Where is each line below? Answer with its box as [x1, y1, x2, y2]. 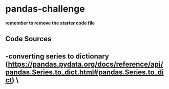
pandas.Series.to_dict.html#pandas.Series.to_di [5, 68, 164, 76]
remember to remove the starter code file [5, 20, 95, 26]
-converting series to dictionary [5, 52, 109, 61]
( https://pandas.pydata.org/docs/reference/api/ [5, 60, 163, 69]
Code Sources [5, 35, 52, 43]
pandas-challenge [5, 3, 86, 15]
